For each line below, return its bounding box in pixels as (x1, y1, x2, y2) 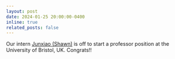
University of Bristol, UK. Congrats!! (6, 47, 92, 54)
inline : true (6, 19, 38, 25)
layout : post (6, 8, 38, 14)
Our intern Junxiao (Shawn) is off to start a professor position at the (6, 40, 170, 47)
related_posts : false (6, 24, 59, 31)
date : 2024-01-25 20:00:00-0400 (6, 14, 85, 20)
